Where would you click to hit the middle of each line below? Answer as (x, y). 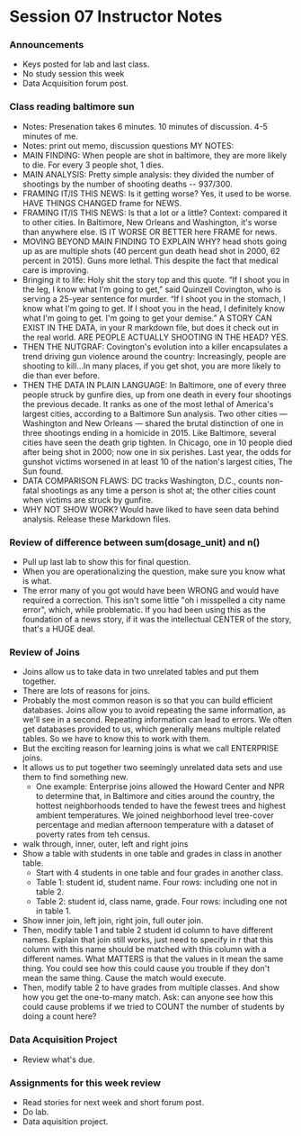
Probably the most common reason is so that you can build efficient (147, 701)
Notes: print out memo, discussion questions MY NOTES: (128, 145)
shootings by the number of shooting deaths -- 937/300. (127, 184)
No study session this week (73, 74)
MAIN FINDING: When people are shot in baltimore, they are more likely (155, 155)
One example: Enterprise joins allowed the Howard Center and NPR (160, 786)
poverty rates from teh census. (93, 834)
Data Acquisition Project (63, 1040)
